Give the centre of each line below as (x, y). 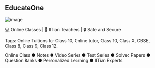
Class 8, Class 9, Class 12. (31, 46)
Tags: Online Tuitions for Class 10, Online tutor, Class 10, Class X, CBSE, (77, 40)
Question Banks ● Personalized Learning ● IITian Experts (64, 60)
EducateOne (25, 8)
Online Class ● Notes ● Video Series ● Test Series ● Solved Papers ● (78, 55)
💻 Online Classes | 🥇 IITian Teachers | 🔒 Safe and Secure (63, 29)
